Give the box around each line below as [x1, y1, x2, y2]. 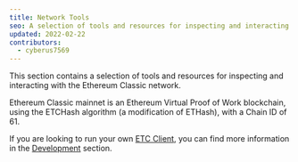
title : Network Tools [9, 12, 90, 22]
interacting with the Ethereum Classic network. [9, 80, 181, 91]
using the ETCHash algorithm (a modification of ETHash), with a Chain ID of [9, 107, 287, 117]
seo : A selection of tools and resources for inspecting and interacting [9, 21, 290, 30]
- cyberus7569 [17, 46, 70, 55]
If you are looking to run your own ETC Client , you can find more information [9, 134, 290, 144]
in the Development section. [9, 143, 113, 154]
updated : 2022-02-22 [9, 29, 87, 38]
